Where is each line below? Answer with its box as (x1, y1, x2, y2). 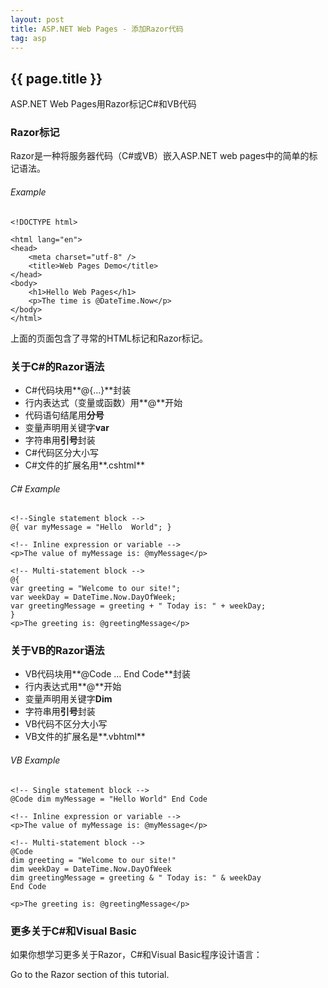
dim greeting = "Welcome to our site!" (10, 855, 177, 865)
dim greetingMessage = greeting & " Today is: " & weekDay (10, 872, 262, 883)
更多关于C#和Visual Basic (10, 924, 137, 938)
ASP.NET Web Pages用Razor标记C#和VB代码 (10, 98, 197, 110)
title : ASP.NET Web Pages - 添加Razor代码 (10, 24, 184, 34)
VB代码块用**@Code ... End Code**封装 (24, 668, 191, 680)
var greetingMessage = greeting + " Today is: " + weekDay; (10, 601, 267, 611)
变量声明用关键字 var (24, 421, 110, 433)
